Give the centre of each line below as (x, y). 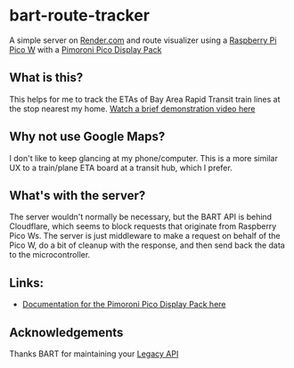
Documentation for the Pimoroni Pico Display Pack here (124, 305)
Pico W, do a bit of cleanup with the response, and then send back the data (147, 245)
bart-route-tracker (79, 16)
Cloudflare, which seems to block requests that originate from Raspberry (143, 226)
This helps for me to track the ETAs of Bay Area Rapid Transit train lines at (145, 99)
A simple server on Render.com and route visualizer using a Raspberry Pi (143, 40)
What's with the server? (78, 196)
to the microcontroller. (50, 255)
